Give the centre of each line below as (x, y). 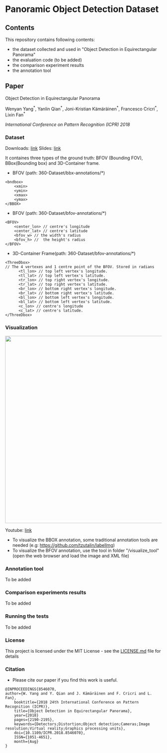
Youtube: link (19, 530)
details (12, 656)
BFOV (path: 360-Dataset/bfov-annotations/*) (59, 213)
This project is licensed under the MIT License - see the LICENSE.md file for (83, 651)
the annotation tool (32, 70)
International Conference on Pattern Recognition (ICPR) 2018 (68, 125)
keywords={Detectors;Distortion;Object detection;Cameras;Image (82, 724)
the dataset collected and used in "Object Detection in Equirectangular (84, 49)
